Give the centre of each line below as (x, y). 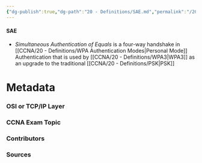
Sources (19, 155)
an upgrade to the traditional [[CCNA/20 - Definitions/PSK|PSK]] (95, 63)
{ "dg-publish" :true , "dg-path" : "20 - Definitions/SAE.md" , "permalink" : (96, 12)
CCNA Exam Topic (34, 122)
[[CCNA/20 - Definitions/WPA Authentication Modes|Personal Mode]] (101, 50)
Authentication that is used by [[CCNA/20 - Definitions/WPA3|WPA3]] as (105, 57)
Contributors (26, 138)
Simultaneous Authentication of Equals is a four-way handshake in (97, 44)
